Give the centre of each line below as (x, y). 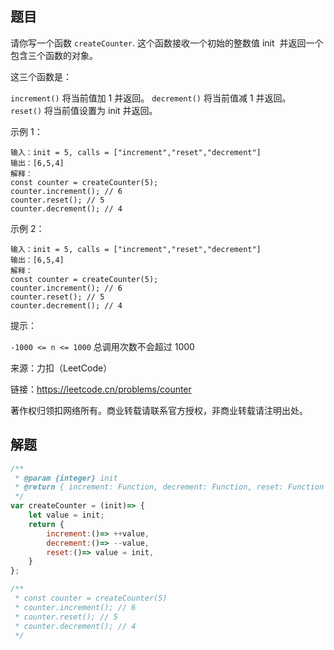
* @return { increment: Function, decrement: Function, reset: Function (169, 487)
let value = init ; (66, 515)
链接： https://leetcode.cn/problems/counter (101, 389)
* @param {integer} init (66, 478)
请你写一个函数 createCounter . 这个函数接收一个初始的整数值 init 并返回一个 (167, 43)
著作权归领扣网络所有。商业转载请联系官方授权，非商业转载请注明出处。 (159, 410)
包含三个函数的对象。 (54, 55)
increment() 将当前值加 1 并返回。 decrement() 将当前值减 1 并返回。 (151, 98)
